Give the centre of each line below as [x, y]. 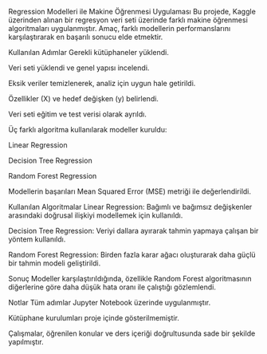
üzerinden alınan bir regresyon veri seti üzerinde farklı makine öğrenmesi [128, 20]
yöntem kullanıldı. [37, 239]
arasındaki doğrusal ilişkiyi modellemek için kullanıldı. [96, 215]
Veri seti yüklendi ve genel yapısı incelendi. [79, 68]
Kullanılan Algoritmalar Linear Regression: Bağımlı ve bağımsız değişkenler [130, 207]
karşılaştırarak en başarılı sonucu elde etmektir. [86, 37]
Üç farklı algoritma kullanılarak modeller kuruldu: [88, 130]
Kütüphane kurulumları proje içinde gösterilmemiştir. [94, 318]
